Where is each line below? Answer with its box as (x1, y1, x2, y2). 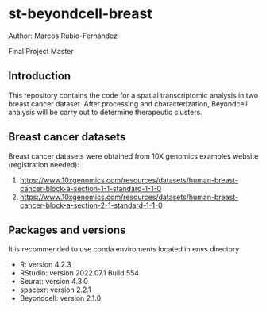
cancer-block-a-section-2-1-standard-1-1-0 (19, 200, 163, 210)
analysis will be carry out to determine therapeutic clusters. (8, 107, 202, 117)
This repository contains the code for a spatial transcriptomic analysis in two (8, 90, 259, 100)
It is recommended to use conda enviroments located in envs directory (8, 244, 240, 254)
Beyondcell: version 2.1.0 (19, 294, 102, 303)
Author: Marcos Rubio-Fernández (8, 31, 118, 40)
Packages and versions (8, 223, 126, 236)
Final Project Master (8, 46, 74, 56)
